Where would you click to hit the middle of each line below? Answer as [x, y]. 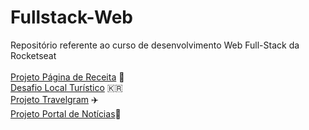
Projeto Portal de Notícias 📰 [66, 113]
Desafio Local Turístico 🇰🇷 [66, 87]
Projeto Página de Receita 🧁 [67, 77]
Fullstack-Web [71, 17]
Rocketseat [33, 55]
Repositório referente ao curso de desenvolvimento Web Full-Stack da [155, 45]
